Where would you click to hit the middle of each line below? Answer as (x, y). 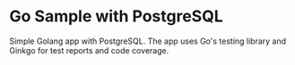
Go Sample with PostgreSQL (117, 16)
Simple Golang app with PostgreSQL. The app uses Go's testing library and (148, 41)
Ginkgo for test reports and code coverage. (89, 50)
